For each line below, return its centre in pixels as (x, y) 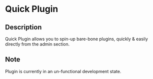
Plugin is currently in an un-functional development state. (63, 71)
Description (23, 27)
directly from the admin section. (37, 44)
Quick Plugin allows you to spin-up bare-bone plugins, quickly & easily (76, 39)
